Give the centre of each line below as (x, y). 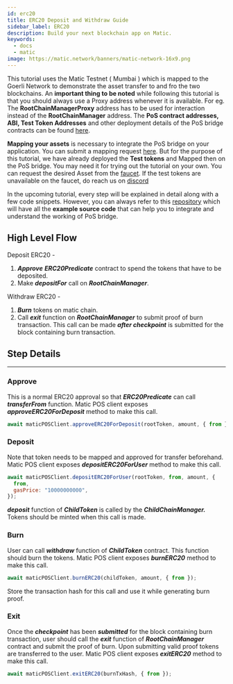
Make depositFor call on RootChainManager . (83, 283)
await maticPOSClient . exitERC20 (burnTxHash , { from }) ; (89, 674)
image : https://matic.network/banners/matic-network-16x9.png (99, 59)
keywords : (21, 40)
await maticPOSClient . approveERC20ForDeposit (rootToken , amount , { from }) (119, 424)
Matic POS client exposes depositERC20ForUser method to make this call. (114, 464)
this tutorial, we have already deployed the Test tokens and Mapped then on (116, 158)
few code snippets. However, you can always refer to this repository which (114, 201)
